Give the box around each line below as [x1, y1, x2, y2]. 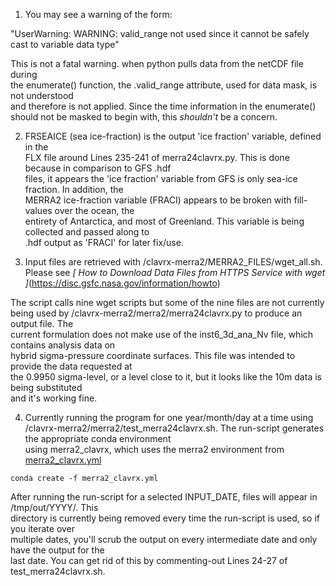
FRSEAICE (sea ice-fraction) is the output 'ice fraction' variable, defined [24, 130, 322, 142]
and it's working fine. [10, 392, 98, 404]
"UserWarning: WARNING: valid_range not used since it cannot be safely [10, 28, 310, 39]
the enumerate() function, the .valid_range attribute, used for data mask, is [10, 79, 318, 91]
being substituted [10, 382, 83, 393]
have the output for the [10, 544, 105, 556]
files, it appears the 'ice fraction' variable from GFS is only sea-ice [24, 173, 298, 184]
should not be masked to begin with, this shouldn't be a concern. [10, 111, 278, 123]
